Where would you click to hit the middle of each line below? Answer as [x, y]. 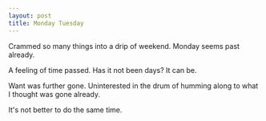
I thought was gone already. [54, 94]
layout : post [30, 16]
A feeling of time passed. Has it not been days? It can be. [103, 70]
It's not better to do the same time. [65, 110]
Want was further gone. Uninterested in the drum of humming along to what [133, 86]
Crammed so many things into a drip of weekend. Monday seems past [124, 46]
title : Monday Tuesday [46, 23]
